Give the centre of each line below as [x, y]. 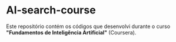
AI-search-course [51, 10]
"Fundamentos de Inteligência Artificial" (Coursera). [71, 32]
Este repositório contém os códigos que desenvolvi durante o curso [88, 26]
